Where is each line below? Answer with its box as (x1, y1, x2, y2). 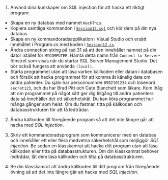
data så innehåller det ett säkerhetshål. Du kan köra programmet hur (10, 96, 154, 102)
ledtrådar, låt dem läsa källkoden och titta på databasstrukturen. (10, 153, 144, 160)
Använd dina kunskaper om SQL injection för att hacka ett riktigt (10, 5, 145, 10)
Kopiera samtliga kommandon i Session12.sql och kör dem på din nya (10, 25, 157, 31)
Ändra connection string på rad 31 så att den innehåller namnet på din (10, 47, 157, 53)
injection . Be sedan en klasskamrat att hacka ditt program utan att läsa (10, 143, 158, 149)
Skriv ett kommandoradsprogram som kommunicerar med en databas (10, 132, 156, 138)
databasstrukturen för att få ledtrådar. (10, 107, 90, 112)
